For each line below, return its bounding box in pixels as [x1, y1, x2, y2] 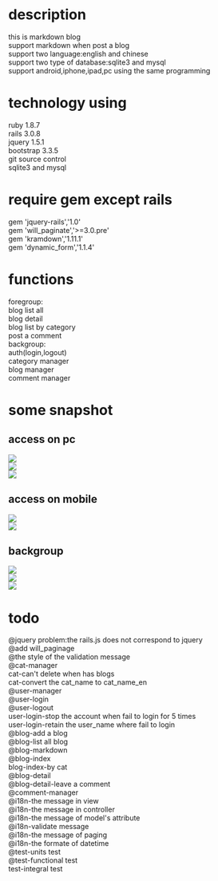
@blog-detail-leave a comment [8, 780, 111, 789]
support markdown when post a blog [8, 40, 130, 49]
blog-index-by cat [8, 762, 68, 772]
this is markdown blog [8, 32, 81, 41]
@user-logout [8, 703, 54, 713]
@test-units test [8, 847, 61, 857]
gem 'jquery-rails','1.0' [8, 217, 81, 227]
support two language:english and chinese [8, 49, 149, 58]
